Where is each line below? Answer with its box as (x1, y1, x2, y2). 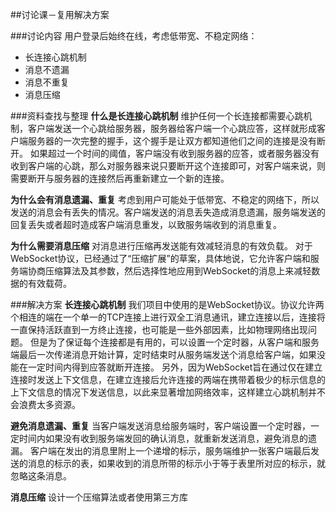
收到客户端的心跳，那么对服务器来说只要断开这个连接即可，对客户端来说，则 (10, 160, 326, 172)
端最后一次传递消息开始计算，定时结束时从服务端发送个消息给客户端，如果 (10, 349, 317, 360)
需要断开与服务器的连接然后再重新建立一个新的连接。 (10, 173, 230, 184)
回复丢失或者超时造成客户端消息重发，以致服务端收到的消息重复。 (10, 219, 282, 230)
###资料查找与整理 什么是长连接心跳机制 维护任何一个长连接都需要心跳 (10, 110, 304, 122)
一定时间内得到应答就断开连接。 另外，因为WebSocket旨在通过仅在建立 (27, 361, 323, 373)
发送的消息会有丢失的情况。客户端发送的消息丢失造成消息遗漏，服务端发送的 (10, 206, 326, 218)
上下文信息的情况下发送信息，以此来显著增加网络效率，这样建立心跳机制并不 (10, 386, 326, 398)
